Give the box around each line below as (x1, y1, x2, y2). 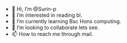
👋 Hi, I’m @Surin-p (11, 6, 57, 12)
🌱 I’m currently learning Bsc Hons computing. (11, 18, 122, 24)
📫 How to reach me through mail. (11, 31, 94, 37)
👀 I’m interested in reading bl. (11, 12, 83, 19)
